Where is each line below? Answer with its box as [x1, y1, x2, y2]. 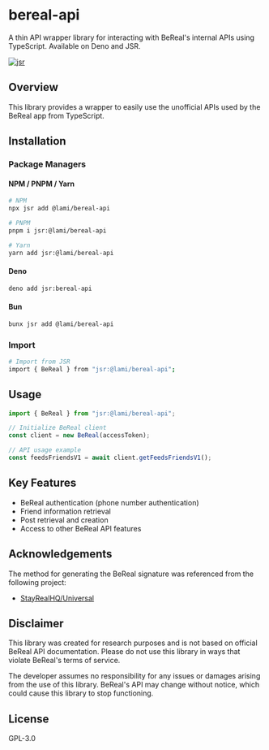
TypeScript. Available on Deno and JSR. [8, 41, 141, 50]
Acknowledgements [8, 547, 113, 561]
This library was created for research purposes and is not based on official [8, 638, 258, 648]
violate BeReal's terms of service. [8, 656, 121, 665]
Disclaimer [8, 616, 64, 631]
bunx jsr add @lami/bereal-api [8, 319, 114, 328]
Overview [8, 80, 59, 94]
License [8, 712, 49, 726]
